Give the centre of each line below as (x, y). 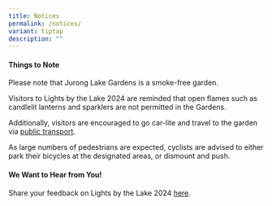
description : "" (36, 39)
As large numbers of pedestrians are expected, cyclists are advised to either (136, 147)
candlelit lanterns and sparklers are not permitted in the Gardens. (117, 107)
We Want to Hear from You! (55, 175)
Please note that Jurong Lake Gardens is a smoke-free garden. (114, 83)
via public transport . (42, 132)
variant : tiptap (36, 31)
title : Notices (34, 16)
